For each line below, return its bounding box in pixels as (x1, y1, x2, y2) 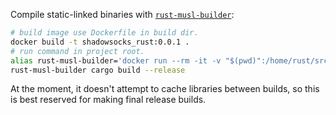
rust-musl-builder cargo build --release (10, 65, 186, 75)
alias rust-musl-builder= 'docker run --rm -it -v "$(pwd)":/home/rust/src (10, 55, 329, 66)
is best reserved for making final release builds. (10, 94, 207, 106)
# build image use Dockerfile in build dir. (10, 28, 199, 38)
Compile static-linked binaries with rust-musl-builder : (10, 9, 235, 20)
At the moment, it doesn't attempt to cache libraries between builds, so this (10, 83, 320, 95)
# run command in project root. (10, 46, 145, 56)
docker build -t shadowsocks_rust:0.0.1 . (10, 37, 190, 47)
